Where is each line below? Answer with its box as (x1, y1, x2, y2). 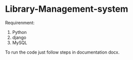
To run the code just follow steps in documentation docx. (5, 49, 120, 55)
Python (12, 29, 27, 35)
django (12, 34, 26, 40)
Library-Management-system (5, 3, 129, 15)
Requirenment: (5, 20, 35, 26)
